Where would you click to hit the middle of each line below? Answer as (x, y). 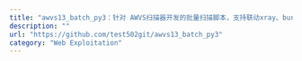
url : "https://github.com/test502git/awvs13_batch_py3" (116, 34)
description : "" (40, 26)
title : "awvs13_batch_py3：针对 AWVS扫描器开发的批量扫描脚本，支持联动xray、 (146, 17)
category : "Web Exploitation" (66, 43)
